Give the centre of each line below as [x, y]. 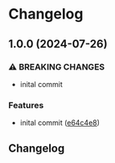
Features [26, 105]
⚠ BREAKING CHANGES [57, 67]
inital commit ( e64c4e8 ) [60, 123]
